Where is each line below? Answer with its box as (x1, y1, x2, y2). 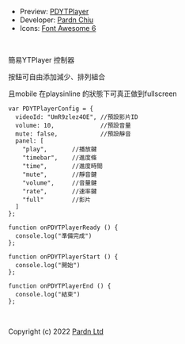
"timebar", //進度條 (22, 154, 97, 162)
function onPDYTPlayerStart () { (8, 253, 119, 261)
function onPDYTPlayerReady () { (8, 224, 119, 231)
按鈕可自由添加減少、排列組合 (8, 72, 105, 82)
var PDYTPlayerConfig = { (8, 105, 93, 113)
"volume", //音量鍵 (22, 179, 97, 187)
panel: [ (15, 137, 44, 145)
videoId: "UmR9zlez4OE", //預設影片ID (15, 113, 138, 121)
